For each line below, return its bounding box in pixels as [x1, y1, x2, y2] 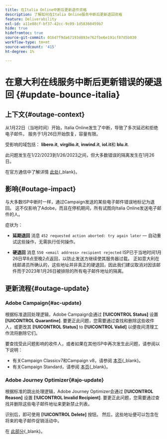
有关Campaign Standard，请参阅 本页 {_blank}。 [12, 364, 111, 370]
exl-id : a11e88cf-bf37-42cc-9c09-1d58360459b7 [5, 21, 103, 26]
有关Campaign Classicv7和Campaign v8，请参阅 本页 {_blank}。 [12, 358, 143, 363]
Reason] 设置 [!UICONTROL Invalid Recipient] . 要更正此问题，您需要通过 [5, 395, 156, 401]
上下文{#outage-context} [5, 110, 85, 119]
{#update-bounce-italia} [15, 89, 120, 100]
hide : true [5, 26, 28, 31]
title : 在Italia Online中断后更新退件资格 [5, 7, 87, 12]
